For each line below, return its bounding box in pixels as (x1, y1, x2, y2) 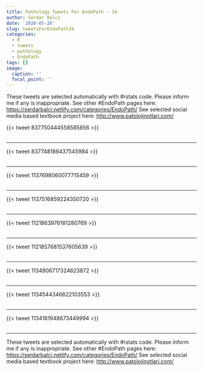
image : (6, 65, 23, 71)
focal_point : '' (11, 76, 53, 82)
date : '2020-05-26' (6, 20, 56, 26)
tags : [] (6, 59, 28, 65)
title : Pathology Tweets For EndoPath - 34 (6, 8, 118, 15)
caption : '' (11, 71, 42, 77)
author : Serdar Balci (6, 15, 61, 21)
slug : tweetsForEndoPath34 (6, 25, 74, 32)
